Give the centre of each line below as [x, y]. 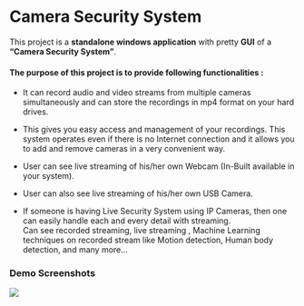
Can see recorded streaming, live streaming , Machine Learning [141, 231]
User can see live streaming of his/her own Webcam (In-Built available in [158, 166]
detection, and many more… [75, 250]
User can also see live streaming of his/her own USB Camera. [138, 193]
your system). [48, 176]
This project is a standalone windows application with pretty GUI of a [141, 42]
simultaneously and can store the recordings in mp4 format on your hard [158, 103]
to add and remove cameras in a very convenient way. [123, 149]
